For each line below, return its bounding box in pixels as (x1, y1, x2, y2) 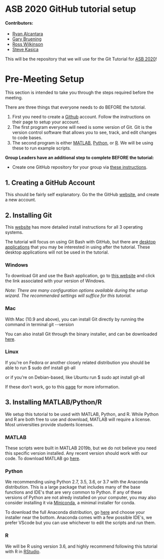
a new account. (5, 197, 36, 203)
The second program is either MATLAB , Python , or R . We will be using (12, 140, 153, 146)
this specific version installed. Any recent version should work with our (5, 450, 148, 456)
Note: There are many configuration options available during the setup (5, 288, 148, 294)
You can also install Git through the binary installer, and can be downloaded (5, 331, 158, 337)
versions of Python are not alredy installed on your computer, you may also (5, 495, 157, 500)
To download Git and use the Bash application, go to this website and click (5, 273, 155, 279)
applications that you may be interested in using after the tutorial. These (5, 244, 150, 250)
